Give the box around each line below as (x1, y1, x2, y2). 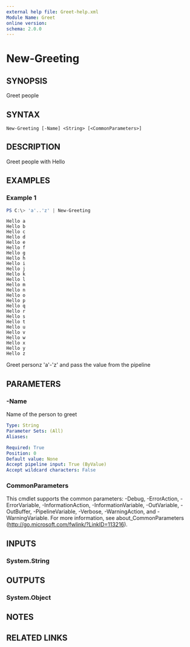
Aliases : (6, 433, 28, 439)
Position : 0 (6, 450, 36, 456)
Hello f (6, 245, 26, 251)
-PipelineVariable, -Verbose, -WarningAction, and (33, 508, 156, 515)
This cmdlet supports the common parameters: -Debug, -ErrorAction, (6, 495, 180, 502)
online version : (6, 20, 47, 26)
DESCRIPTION (6, 142, 61, 152)
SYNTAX (6, 110, 41, 120)
